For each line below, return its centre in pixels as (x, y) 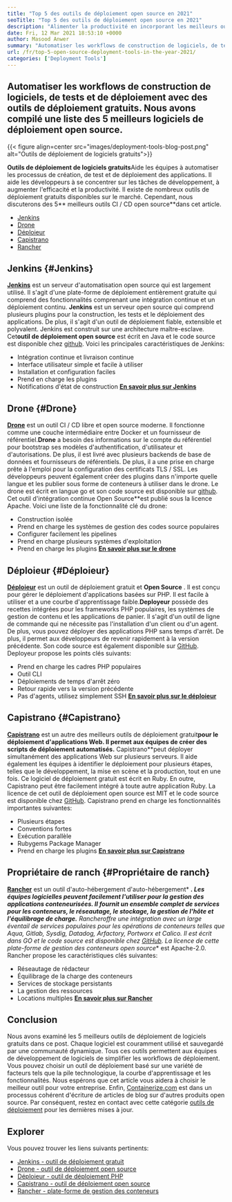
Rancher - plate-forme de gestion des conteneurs (88, 1191)
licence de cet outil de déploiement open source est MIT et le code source (113, 793)
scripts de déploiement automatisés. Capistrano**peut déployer (100, 749)
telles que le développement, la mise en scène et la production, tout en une (114, 771)
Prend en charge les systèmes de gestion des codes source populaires (118, 527)
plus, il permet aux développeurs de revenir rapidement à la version (103, 638)
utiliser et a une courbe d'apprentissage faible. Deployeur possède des (108, 602)
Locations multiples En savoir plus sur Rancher (85, 998)
